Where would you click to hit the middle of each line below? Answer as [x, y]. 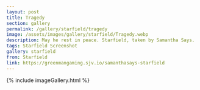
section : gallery [28, 23]
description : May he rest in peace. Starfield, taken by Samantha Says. [101, 40]
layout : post [23, 12]
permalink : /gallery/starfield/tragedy [57, 29]
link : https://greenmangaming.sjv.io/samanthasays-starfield [86, 63]
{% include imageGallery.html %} [48, 80]
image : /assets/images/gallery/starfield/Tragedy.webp [77, 35]
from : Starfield [27, 57]
